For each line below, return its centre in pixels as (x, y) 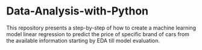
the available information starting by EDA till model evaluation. (83, 40)
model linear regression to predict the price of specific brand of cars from (98, 34)
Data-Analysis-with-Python (77, 11)
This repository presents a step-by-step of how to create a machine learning (101, 28)
